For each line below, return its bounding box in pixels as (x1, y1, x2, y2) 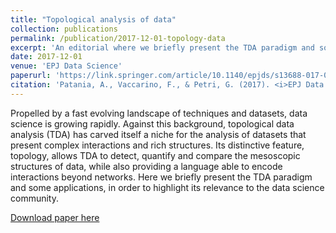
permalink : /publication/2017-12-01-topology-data (10, 33, 226, 43)
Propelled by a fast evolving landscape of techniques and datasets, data (10, 107, 308, 119)
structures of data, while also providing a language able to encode (10, 160, 283, 172)
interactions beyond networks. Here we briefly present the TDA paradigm (10, 171, 313, 183)
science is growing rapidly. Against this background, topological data (10, 117, 295, 130)
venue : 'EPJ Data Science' (10, 61, 123, 71)
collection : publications (10, 24, 118, 34)
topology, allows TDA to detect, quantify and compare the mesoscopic (10, 149, 301, 161)
